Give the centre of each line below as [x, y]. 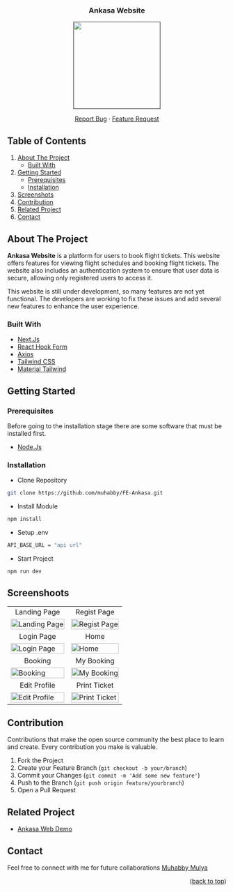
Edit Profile [38, 685]
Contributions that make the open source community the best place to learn [116, 740]
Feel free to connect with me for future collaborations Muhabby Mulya [107, 868]
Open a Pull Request [47, 790]
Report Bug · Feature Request [117, 119]
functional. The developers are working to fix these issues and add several [114, 298]
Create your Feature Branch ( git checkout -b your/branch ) [102, 768]
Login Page [38, 636]
